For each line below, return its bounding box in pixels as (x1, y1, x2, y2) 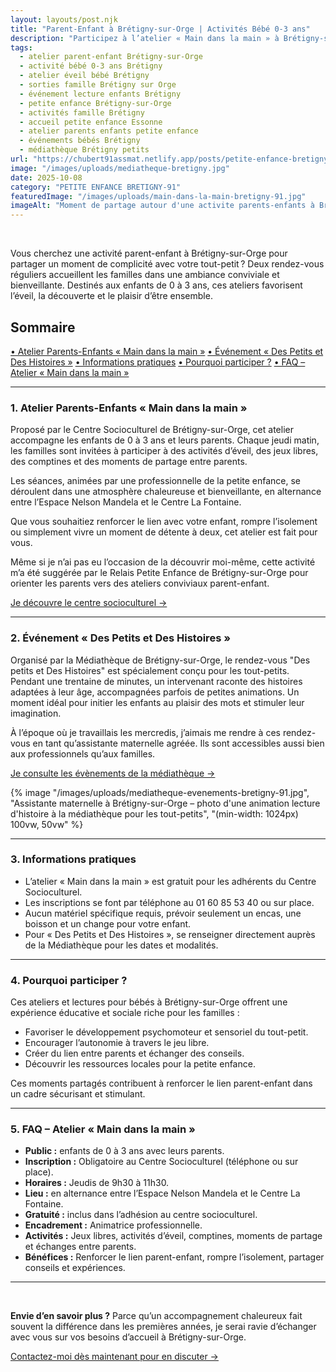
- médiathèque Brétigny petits (19, 145, 150, 155)
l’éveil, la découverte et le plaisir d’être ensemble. (10, 290, 213, 302)
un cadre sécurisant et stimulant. (10, 1088, 146, 1100)
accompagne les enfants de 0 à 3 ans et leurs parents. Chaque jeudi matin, (10, 434, 320, 446)
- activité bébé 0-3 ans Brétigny (19, 61, 163, 71)
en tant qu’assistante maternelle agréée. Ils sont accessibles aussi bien (32, 737, 325, 749)
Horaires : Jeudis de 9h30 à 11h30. (24, 1177, 170, 1189)
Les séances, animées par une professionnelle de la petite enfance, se (10, 475, 302, 487)
